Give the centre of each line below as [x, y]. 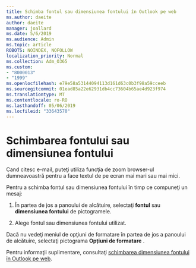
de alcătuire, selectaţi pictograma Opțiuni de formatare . [75, 241]
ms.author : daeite [29, 17]
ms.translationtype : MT [36, 94]
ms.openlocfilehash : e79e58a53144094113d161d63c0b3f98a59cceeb [86, 84]
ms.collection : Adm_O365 [37, 61]
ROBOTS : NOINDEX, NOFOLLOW [39, 51]
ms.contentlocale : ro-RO [37, 100]
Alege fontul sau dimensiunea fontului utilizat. [70, 223]
